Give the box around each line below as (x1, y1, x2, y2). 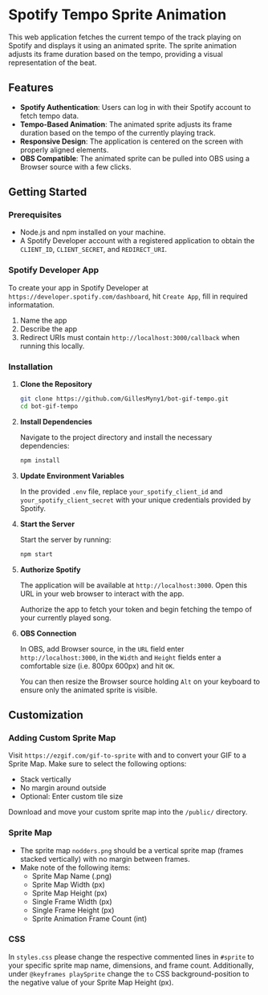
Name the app (19, 315, 67, 325)
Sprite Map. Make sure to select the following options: (8, 759, 187, 769)
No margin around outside (19, 783, 107, 793)
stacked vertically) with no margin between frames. (19, 854, 190, 863)
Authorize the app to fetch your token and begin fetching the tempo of (19, 604, 253, 614)
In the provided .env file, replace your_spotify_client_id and (19, 486, 223, 496)
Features (8, 81, 54, 95)
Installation (8, 361, 54, 372)
